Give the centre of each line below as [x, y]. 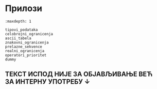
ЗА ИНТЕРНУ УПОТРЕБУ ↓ [48, 82]
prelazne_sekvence [24, 46]
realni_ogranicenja [25, 51]
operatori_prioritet [26, 55]
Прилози [24, 8]
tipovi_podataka [21, 30]
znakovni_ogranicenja [27, 42]
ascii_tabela [18, 38]
